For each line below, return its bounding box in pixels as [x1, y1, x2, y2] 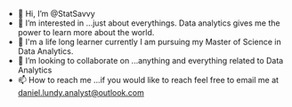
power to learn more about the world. [17, 27, 155, 37]
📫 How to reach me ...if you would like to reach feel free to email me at [17, 75, 279, 85]
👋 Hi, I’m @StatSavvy [17, 9, 95, 19]
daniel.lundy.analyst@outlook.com [17, 88, 144, 97]
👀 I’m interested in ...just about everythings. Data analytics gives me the [17, 18, 280, 28]
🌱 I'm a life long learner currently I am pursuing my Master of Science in [17, 36, 282, 47]
